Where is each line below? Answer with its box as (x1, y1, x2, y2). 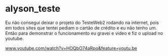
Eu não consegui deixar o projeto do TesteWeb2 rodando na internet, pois (5, 19, 159, 25)
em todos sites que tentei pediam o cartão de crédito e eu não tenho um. (5, 24, 157, 30)
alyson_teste (5, 3, 61, 14)
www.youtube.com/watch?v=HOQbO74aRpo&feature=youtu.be (5, 45, 138, 51)
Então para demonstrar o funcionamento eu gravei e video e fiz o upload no (5, 30, 163, 36)
